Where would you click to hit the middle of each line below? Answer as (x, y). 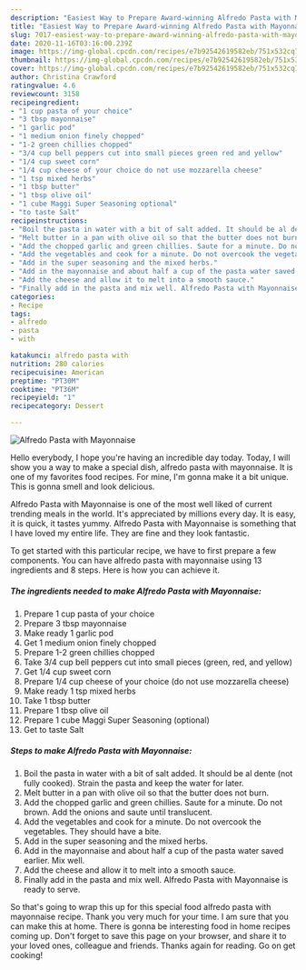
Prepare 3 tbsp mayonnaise (75, 623)
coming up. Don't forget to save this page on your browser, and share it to (148, 935)
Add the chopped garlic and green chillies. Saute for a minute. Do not (153, 802)
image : (23, 52)
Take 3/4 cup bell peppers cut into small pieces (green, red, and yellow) (158, 662)
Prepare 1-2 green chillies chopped (89, 652)
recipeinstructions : (49, 220)
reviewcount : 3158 (45, 94)
